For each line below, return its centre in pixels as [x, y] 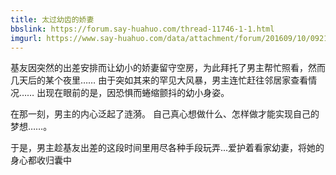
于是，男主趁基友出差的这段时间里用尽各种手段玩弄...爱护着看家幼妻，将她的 [167, 148]
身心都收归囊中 [41, 160]
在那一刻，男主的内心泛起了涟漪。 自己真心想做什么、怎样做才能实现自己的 [165, 114]
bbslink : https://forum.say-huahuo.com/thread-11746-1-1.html [142, 29]
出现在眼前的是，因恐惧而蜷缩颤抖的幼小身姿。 [133, 93]
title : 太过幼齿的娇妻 [52, 19]
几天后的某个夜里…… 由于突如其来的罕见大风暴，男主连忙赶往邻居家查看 [159, 80]
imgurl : [26, 38]
